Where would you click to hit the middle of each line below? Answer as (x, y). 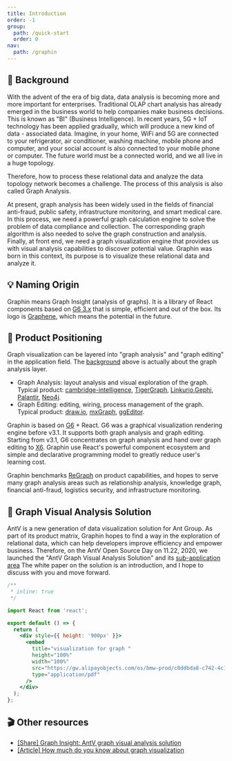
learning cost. (27, 462)
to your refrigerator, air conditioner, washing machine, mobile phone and (110, 141)
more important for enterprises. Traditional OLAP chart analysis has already (115, 104)
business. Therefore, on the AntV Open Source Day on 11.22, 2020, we (108, 551)
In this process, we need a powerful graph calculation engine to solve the (112, 219)
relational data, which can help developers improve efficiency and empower (115, 543)
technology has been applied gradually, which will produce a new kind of (111, 126)
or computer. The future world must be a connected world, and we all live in (115, 156)
